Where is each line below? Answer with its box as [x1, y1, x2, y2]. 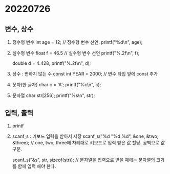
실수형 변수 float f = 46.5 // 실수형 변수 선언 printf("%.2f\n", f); [12, 50, 140, 56]
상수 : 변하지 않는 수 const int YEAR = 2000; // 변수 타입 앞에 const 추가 [12, 71, 158, 77]
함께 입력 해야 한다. [17, 163, 56, 169]
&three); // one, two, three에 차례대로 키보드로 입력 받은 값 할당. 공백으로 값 [12, 139, 165, 145]
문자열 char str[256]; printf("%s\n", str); [12, 92, 95, 98]
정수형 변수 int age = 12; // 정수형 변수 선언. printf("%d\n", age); [12, 39, 143, 45]
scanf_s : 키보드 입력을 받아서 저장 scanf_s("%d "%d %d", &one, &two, [12, 133, 159, 139]
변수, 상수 [5, 24, 34, 33]
